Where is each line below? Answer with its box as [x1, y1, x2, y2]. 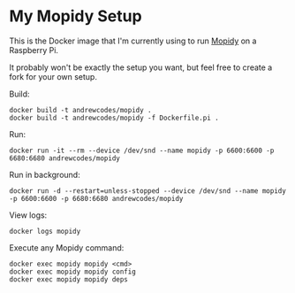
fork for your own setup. [9, 71, 97, 81]
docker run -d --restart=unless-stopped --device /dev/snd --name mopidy [9, 186, 287, 196]
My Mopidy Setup [9, 6, 143, 27]
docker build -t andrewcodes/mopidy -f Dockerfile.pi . [9, 113, 219, 122]
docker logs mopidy [9, 227, 81, 235]
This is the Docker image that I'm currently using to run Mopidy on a [9, 35, 257, 46]
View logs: [9, 210, 48, 220]
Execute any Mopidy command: [9, 242, 125, 253]
